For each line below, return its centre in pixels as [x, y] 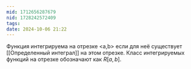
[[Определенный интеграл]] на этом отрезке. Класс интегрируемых [95, 53]
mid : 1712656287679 [31, 12]
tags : [13, 23]
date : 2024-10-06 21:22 [37, 29]
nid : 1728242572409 [31, 18]
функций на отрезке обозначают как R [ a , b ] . [64, 59]
